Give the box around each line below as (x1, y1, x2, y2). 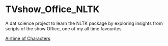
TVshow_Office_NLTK (5, 4, 100, 15)
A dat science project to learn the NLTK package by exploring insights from (5, 20, 163, 26)
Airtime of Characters (5, 35, 51, 41)
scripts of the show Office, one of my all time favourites (5, 25, 122, 31)
